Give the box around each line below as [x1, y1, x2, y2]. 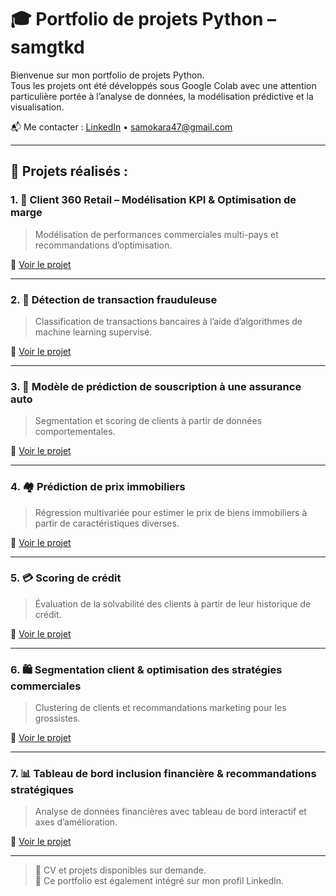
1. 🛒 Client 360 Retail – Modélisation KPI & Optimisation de [10, 193, 297, 207]
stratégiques [10, 783, 74, 797]
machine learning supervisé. [34, 326, 153, 338]
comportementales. [34, 426, 116, 438]
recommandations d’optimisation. [34, 239, 173, 251]
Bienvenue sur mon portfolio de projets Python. [10, 69, 205, 81]
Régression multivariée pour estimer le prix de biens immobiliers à [34, 506, 308, 518]
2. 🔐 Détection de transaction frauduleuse [10, 292, 218, 306]
